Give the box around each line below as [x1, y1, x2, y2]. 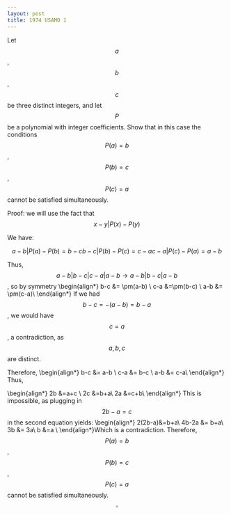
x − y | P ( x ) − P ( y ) [93, 220, 141, 228]
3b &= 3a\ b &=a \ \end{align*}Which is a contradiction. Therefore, [7, 425, 198, 434]
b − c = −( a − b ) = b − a [82, 300, 152, 308]
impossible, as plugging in [7, 396, 82, 404]
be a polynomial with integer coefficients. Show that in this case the [7, 122, 202, 131]
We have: [7, 233, 34, 241]
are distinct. [7, 354, 42, 363]
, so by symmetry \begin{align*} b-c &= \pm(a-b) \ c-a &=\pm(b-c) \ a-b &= [7, 282, 223, 290]
